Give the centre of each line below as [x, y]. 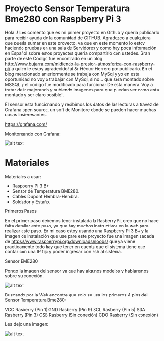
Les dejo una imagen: [27, 324]
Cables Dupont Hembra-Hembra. [46, 196]
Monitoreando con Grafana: [33, 134]
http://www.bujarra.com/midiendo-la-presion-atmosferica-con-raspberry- [80, 64]
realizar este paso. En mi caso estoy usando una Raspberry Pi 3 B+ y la [77, 231]
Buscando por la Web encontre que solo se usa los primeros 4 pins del [76, 295]
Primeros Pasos [21, 211]
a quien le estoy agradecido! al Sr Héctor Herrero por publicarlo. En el [82, 68]
